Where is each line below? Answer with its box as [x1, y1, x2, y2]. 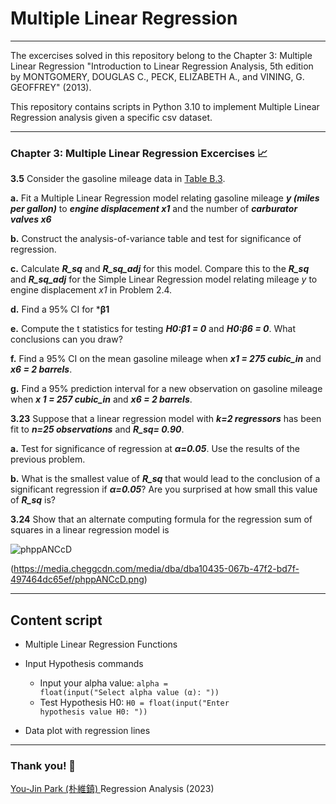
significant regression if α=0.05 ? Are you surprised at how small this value [10, 483, 318, 496]
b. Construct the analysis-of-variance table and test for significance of [10, 233, 302, 245]
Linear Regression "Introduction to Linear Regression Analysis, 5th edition [10, 60, 314, 72]
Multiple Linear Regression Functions [24, 638, 178, 651]
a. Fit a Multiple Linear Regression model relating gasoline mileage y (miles [10, 192, 320, 204]
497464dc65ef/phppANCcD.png [10, 573, 145, 586]
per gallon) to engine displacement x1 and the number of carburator [10, 203, 298, 215]
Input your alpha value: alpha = [39, 677, 168, 689]
